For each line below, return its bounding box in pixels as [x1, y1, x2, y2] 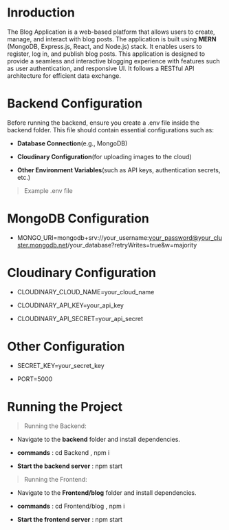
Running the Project [7, 398, 123, 414]
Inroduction [7, 5, 76, 21]
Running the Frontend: [23, 475, 87, 483]
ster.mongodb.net [17, 241, 68, 249]
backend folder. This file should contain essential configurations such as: [7, 125, 215, 134]
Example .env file [23, 186, 74, 194]
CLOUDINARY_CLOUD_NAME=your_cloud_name [17, 287, 155, 296]
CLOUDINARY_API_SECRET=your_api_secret [17, 314, 143, 323]
